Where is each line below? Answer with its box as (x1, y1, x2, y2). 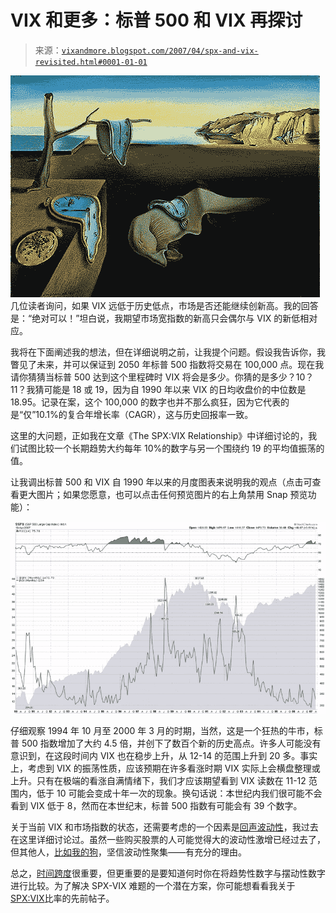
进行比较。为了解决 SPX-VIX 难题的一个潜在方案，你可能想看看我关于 (10, 880, 296, 892)
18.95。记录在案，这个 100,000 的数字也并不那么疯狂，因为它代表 (10, 396, 282, 408)
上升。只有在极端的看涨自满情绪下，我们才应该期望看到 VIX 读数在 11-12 (10, 775, 307, 787)
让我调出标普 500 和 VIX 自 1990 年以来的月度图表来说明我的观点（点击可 (10, 476, 313, 488)
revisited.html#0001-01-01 (34, 57, 148, 67)
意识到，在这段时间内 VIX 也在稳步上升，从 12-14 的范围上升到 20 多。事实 (10, 750, 318, 762)
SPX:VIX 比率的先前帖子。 (10, 892, 115, 905)
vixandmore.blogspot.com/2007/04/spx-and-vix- (61, 46, 259, 56)
